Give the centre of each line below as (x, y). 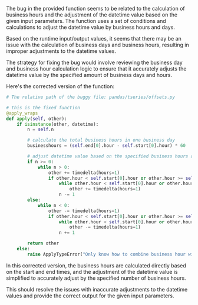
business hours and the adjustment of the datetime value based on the (92, 15)
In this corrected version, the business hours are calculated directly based (96, 265)
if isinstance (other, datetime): (58, 124)
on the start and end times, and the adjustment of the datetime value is (92, 272)
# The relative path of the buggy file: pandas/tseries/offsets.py (91, 97)
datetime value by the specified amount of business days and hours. (89, 75)
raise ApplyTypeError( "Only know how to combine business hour (106, 254)
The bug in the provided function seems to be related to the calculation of (96, 9)
